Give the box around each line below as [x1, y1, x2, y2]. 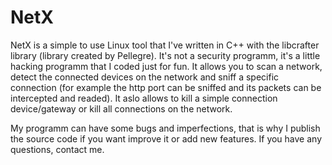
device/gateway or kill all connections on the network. [10, 102, 233, 115]
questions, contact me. [10, 143, 105, 155]
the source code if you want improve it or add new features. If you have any [10, 132, 323, 145]
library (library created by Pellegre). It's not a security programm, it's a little [10, 49, 321, 61]
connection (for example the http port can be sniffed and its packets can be [10, 81, 322, 93]
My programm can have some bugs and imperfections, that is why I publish [10, 122, 321, 134]
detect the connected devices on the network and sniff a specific [10, 71, 280, 83]
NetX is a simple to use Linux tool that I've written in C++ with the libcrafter [10, 39, 320, 51]
